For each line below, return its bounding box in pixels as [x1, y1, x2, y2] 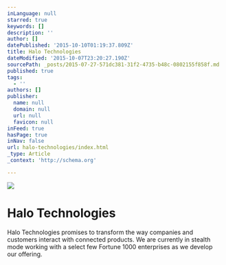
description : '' [7, 29, 54, 36]
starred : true [7, 16, 48, 23]
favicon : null [13, 118, 54, 126]
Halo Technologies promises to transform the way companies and [7, 228, 194, 236]
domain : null [13, 106, 51, 113]
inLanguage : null [7, 10, 57, 17]
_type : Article [7, 150, 51, 158]
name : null [13, 100, 45, 106]
